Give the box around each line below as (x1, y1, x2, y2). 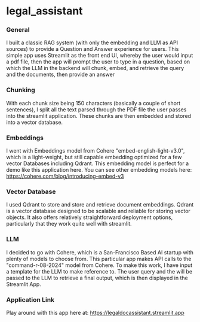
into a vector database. (6, 119, 63, 126)
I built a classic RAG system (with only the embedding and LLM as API (6, 39, 178, 46)
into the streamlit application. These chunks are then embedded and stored (6, 112, 192, 119)
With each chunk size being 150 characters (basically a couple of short (6, 99, 181, 107)
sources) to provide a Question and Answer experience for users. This (6, 45, 179, 53)
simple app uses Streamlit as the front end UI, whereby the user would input (6, 52, 193, 59)
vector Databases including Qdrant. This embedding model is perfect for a (6, 160, 189, 167)
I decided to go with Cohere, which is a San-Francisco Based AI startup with (6, 248, 194, 256)
